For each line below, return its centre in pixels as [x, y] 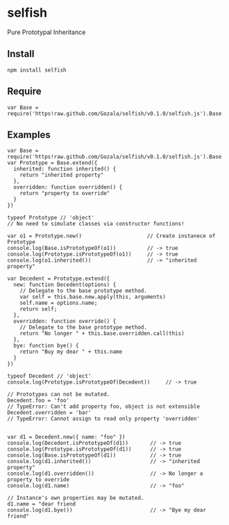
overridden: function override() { [65, 322]
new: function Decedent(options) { [65, 285]
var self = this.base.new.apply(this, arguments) [93, 297]
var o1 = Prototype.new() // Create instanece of [111, 236]
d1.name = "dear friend [42, 504]
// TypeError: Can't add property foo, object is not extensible [103, 407]
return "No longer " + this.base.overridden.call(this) [102, 334]
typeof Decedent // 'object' [49, 376]
